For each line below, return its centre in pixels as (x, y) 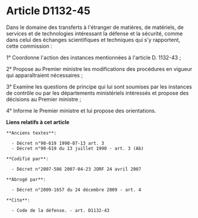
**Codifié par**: (27, 159)
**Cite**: (18, 200)
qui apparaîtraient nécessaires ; (45, 75)
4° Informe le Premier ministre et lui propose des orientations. (81, 110)
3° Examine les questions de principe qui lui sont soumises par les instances (99, 86)
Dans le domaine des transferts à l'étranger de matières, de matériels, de (95, 27)
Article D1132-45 (48, 11)
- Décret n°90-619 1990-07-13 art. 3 (58, 143)
